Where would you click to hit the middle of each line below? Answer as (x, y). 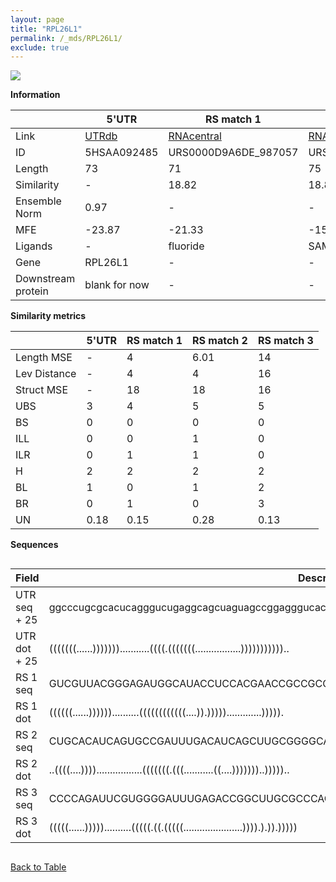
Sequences (34, 545)
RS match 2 (220, 341)
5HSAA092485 (121, 153)
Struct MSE (41, 390)
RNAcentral (195, 136)
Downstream (45, 279)
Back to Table (38, 867)
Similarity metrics (48, 316)
